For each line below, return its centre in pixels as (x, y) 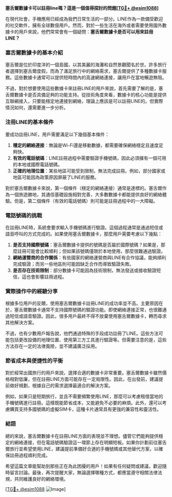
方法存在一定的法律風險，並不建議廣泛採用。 (52, 346)
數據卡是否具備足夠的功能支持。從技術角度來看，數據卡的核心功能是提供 (90, 95)
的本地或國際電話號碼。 (37, 164)
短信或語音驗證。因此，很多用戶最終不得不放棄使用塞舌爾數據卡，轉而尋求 (88, 316)
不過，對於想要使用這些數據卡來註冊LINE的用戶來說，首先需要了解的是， (82, 89)
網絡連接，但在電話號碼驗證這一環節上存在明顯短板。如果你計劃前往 (86, 442)
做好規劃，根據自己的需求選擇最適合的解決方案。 (61, 385)
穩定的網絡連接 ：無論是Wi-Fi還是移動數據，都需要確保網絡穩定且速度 (86, 145)
